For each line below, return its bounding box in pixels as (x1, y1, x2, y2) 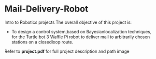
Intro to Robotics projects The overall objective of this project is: (4, 19, 132, 25)
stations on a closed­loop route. (11, 39, 73, 44)
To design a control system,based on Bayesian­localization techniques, (11, 29, 152, 34)
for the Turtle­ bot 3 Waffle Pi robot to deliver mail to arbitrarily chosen (11, 34, 150, 40)
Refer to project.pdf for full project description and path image (4, 48, 129, 54)
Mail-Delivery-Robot (4, 3, 88, 15)
